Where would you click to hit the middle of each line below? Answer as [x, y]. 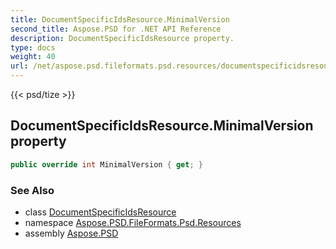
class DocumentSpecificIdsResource [100, 212]
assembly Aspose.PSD [71, 233]
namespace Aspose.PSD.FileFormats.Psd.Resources [133, 222]
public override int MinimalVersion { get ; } [106, 164]
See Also [32, 190]
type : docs [33, 47]
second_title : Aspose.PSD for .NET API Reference [116, 29]
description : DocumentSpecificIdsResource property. [122, 38]
